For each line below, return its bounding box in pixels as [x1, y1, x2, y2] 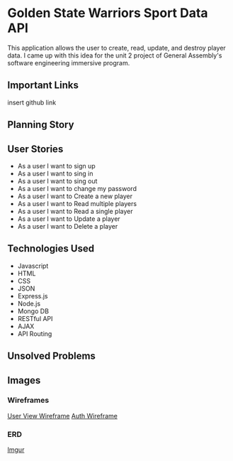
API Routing [17, 329, 52, 338]
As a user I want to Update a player [17, 215, 120, 223]
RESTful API [17, 314, 53, 322]
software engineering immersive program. [7, 58, 130, 67]
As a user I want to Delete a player [17, 222, 118, 230]
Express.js [17, 291, 48, 300]
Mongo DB [17, 307, 50, 315]
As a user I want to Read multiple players [17, 199, 137, 207]
